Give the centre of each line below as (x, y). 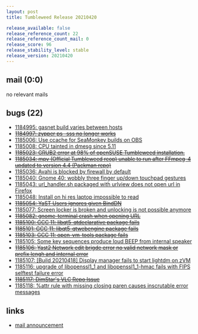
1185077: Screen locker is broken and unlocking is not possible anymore (103, 210)
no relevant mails (27, 94)
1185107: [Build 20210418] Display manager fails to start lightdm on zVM (103, 261)
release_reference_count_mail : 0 (48, 39)
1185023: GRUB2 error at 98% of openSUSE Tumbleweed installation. (100, 153)
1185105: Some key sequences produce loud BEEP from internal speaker (103, 242)
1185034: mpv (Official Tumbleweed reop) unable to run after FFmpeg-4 (103, 159)
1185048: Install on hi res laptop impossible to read (77, 197)
